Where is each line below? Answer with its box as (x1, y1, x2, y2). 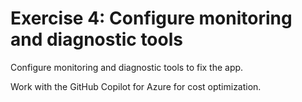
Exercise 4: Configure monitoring (10, 7, 293, 30)
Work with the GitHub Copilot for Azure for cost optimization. (10, 80, 262, 92)
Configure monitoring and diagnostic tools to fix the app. (10, 61, 244, 73)
